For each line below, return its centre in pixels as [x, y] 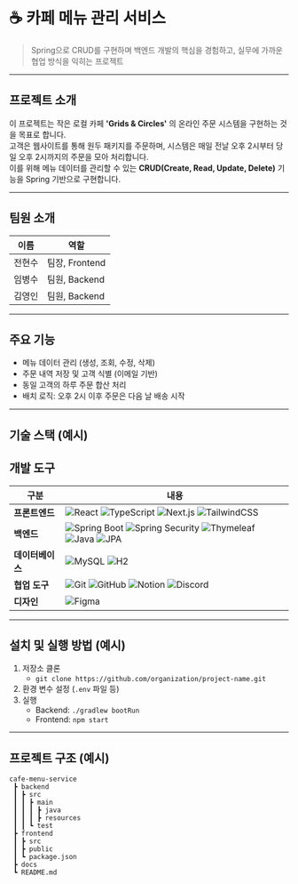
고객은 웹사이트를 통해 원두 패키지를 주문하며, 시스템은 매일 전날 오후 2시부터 [141, 145]
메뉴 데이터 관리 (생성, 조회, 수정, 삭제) [88, 363]
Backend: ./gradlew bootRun [87, 710]
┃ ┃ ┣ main [33, 803]
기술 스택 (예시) [49, 435]
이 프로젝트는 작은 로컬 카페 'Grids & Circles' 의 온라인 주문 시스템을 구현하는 [144, 123]
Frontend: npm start [72, 719]
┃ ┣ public [33, 849]
